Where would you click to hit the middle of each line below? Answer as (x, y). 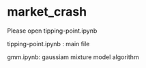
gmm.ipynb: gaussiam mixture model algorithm (73, 57)
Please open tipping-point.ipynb (52, 31)
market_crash (47, 12)
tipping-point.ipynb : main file (48, 44)
